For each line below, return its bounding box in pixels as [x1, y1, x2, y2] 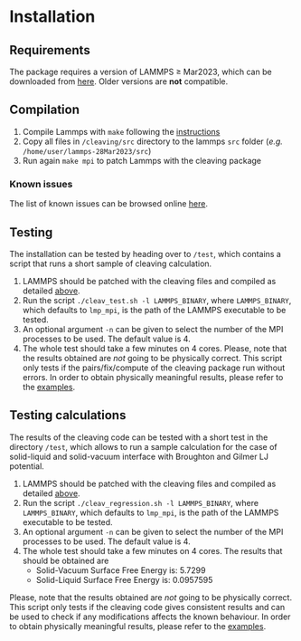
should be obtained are [22, 555, 109, 566]
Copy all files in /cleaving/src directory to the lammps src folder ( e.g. [22, 136, 283, 147]
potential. [9, 460, 45, 472]
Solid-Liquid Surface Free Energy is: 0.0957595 [35, 574, 213, 585]
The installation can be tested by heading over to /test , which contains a [9, 248, 282, 259]
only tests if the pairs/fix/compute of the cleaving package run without [22, 362, 286, 373]
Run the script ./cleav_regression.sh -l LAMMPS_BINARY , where [22, 497, 259, 508]
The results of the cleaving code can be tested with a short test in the [9, 432, 268, 443]
